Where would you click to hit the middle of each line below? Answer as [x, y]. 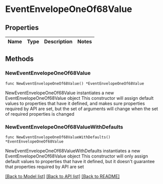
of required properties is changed [40, 114]
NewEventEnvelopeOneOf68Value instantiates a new [59, 93]
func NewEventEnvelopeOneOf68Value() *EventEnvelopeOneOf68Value [74, 83]
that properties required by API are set [44, 167]
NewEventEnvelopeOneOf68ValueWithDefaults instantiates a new [73, 151]
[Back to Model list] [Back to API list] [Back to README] [62, 176]
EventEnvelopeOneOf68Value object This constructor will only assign [77, 156]
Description [58, 42]
